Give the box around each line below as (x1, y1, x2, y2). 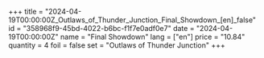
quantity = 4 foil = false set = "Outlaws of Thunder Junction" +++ (8, 41, 225, 50)
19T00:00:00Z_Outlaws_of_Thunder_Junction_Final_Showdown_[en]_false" (8, 15, 256, 25)
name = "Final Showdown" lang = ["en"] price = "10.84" (60, 32, 245, 41)
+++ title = (8, 7, 44, 16)
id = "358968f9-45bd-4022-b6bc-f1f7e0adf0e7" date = (8, 24, 195, 33)
